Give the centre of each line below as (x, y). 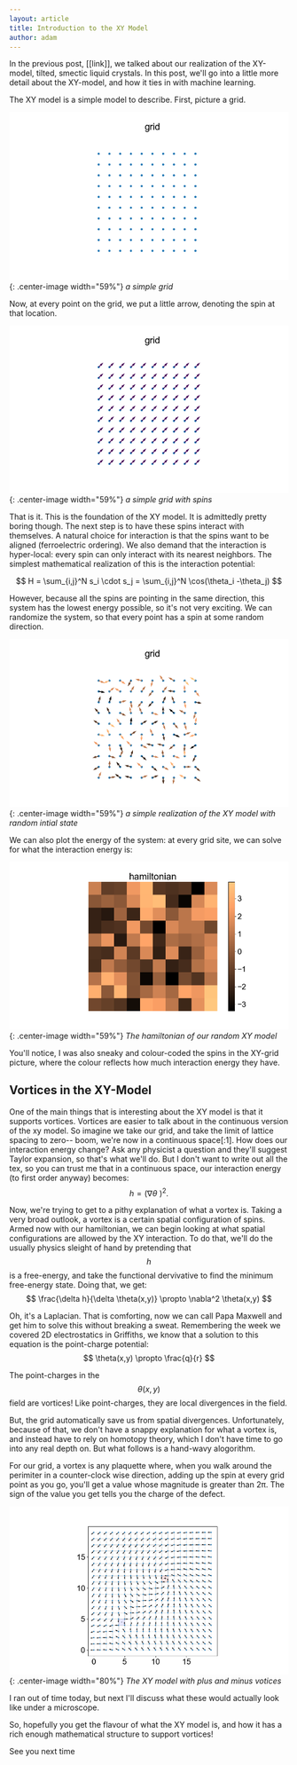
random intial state (43, 823)
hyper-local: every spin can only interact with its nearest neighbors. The (141, 555)
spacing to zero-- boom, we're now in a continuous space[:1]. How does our (148, 1139)
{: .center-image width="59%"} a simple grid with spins (111, 500)
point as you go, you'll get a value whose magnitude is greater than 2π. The (147, 1485)
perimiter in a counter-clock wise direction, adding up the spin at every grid (147, 1475)
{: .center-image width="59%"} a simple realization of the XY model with (143, 813)
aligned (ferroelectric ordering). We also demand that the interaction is (138, 545)
